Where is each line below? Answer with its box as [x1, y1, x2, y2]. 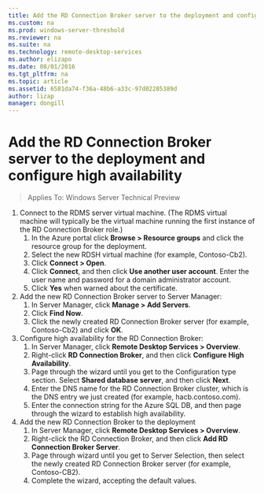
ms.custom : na [8, 19, 55, 27]
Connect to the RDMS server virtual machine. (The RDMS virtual [19, 208, 228, 217]
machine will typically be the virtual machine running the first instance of [19, 217, 255, 226]
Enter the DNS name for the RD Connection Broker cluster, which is [31, 384, 249, 394]
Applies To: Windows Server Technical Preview [27, 193, 181, 202]
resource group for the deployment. [31, 242, 148, 251]
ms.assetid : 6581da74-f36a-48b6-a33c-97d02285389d [8, 84, 178, 93]
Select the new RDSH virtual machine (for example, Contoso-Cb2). [31, 250, 247, 260]
